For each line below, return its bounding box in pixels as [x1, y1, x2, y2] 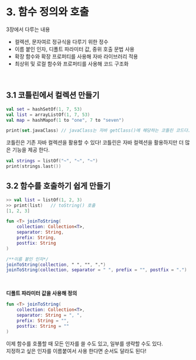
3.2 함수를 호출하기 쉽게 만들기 [6, 181, 111, 191]
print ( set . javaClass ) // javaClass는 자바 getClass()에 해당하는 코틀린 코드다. [6, 128, 191, 133]
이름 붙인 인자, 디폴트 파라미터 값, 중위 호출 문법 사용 [14, 45, 135, 53]
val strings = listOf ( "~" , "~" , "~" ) [6, 158, 98, 164]
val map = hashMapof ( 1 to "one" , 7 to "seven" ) [6, 117, 125, 123]
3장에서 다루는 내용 [6, 26, 50, 33]
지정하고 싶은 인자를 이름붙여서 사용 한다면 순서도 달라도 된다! [6, 347, 147, 354]
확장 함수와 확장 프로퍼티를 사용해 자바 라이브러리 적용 [14, 53, 139, 60]
